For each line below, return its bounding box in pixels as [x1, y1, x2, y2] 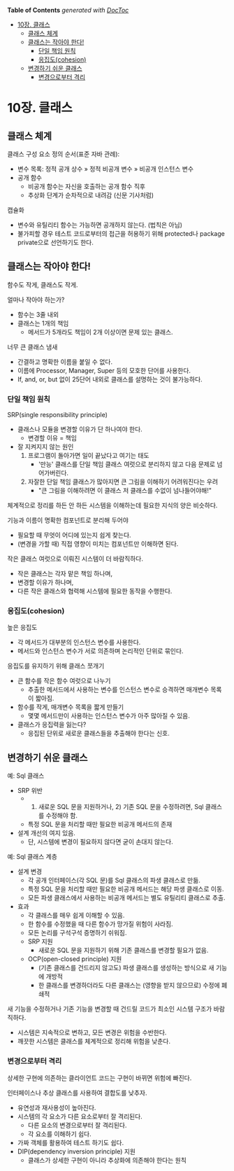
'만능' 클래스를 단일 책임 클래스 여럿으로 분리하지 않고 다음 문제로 [38, 460, 215, 468]
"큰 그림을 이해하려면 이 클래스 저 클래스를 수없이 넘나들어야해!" [38, 486, 212, 495]
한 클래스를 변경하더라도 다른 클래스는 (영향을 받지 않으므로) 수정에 [38, 981, 220, 990]
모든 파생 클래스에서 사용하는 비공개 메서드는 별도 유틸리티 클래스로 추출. [27, 894, 226, 902]
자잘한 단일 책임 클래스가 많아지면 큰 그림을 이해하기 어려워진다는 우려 [27, 477, 219, 486]
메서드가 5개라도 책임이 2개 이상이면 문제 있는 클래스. [27, 328, 173, 336]
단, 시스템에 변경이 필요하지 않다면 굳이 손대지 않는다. [27, 838, 173, 846]
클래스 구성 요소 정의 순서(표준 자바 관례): [7, 150, 120, 158]
